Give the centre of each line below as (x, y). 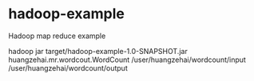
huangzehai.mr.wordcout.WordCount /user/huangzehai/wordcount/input (127, 60)
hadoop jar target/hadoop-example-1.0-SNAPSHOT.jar (98, 51)
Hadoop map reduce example (57, 36)
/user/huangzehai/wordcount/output (68, 67)
